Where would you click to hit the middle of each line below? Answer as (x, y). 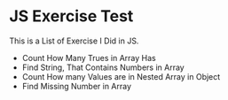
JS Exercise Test (71, 16)
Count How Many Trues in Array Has (89, 58)
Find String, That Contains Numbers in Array (103, 67)
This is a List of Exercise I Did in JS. (74, 41)
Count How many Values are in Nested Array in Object (121, 76)
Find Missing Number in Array (76, 86)
